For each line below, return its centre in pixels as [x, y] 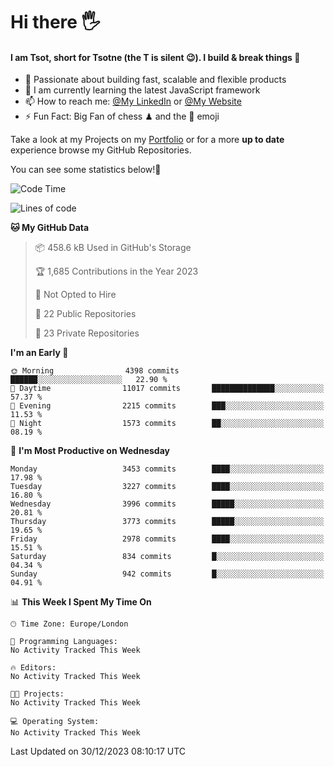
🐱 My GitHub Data [50, 228]
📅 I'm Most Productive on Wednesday [90, 451]
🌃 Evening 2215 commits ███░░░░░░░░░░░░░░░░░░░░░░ [167, 406]
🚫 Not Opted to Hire [75, 295]
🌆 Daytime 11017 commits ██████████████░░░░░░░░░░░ [167, 389]
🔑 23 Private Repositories [87, 333]
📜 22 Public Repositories [85, 314]
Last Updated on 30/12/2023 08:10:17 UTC [98, 751]
